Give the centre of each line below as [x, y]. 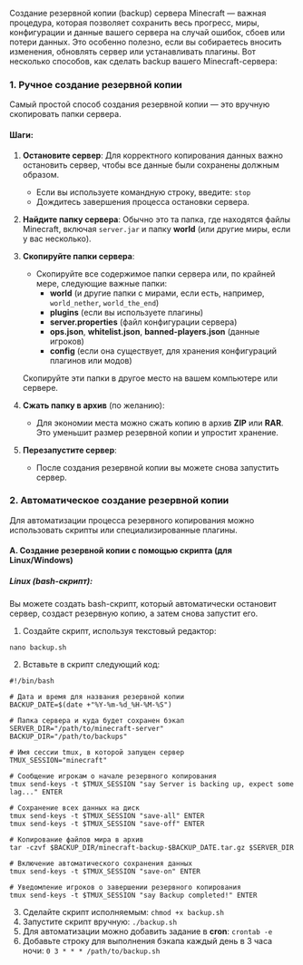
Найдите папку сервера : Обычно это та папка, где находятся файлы [156, 219]
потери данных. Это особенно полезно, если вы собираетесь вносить [146, 42]
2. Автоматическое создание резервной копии [119, 501]
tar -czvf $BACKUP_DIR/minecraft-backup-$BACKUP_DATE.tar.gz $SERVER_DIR [152, 848]
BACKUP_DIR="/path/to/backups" [68, 737]
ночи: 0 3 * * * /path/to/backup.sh [91, 950]
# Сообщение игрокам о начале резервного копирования [113, 776]
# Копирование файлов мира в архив [77, 840]
